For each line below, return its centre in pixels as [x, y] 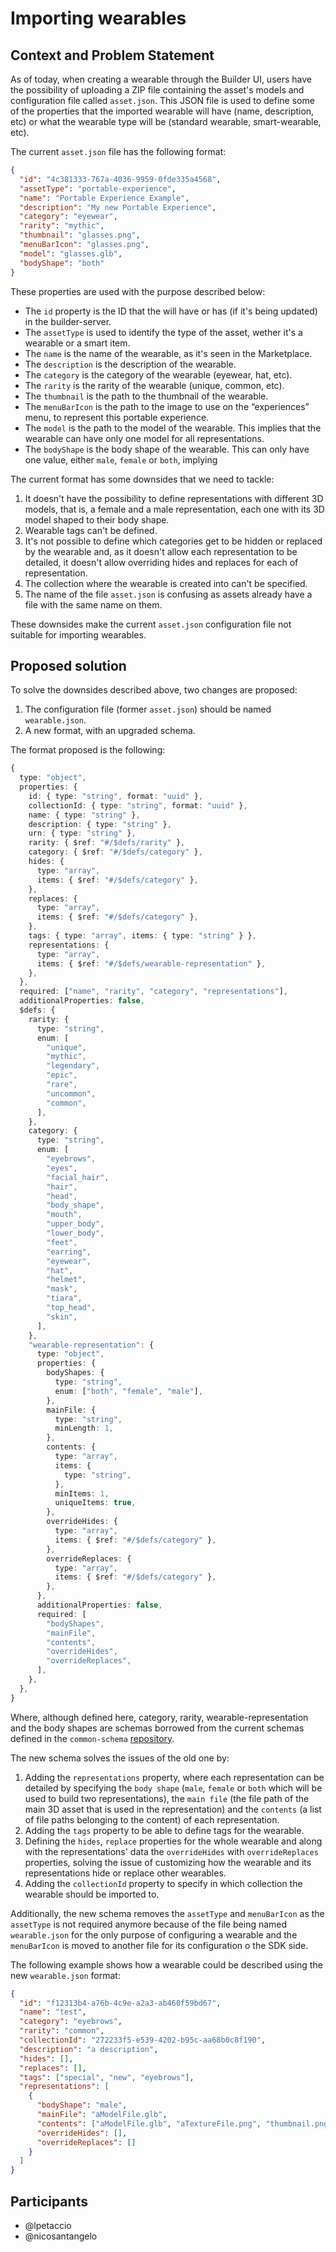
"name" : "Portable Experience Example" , [104, 198]
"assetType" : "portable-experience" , [98, 188]
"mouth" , [64, 1215]
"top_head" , [71, 1308]
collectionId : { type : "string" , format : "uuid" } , [138, 805]
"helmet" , [66, 1280]
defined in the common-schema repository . [92, 1738]
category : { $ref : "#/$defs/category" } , [115, 852]
